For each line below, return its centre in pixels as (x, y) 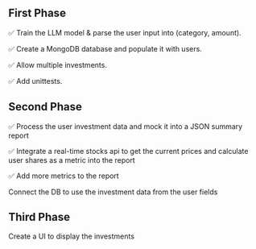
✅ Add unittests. (35, 81)
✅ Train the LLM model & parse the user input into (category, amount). (125, 32)
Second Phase (45, 107)
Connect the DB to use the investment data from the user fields (113, 192)
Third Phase (39, 217)
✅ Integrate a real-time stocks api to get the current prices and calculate (128, 151)
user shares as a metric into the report (72, 160)
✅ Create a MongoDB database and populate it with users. (105, 48)
